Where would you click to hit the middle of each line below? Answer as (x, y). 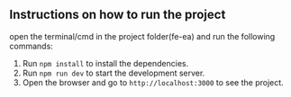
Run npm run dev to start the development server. (114, 73)
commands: (32, 46)
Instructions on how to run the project (118, 15)
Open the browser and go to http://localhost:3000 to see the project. (153, 82)
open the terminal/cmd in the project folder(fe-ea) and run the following (142, 36)
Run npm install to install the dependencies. (105, 63)
